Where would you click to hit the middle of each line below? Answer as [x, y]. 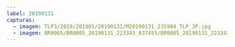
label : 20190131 [30, 13]
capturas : [21, 20]
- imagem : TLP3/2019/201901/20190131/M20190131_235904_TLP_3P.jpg [112, 26]
